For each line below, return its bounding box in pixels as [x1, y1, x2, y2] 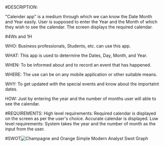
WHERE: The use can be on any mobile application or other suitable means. [5, 72, 158, 77]
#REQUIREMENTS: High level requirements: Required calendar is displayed [5, 110, 156, 116]
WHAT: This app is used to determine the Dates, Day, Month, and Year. [5, 52, 148, 58]
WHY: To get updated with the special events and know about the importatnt [5, 81, 159, 87]
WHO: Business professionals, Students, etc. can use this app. [5, 43, 131, 49]
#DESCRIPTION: [5, 4, 38, 10]
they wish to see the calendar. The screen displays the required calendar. [5, 24, 153, 30]
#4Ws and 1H [5, 34, 32, 39]
